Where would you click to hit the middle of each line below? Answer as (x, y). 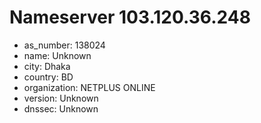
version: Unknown (61, 98)
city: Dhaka (47, 66)
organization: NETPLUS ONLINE (89, 87)
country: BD (48, 77)
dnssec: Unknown (61, 108)
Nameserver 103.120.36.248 (130, 17)
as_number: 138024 (64, 45)
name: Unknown (57, 55)
